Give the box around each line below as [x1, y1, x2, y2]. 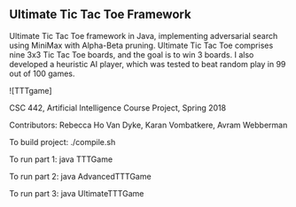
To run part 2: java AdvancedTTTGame [9, 171, 152, 181]
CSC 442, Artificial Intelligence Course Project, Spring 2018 [9, 102, 227, 113]
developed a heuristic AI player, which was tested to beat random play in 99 [9, 58, 286, 69]
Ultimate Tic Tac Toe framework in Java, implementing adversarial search [9, 30, 278, 41]
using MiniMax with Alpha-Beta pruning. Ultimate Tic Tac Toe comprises [9, 40, 274, 50]
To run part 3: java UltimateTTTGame [9, 188, 144, 198]
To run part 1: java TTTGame [9, 154, 113, 165]
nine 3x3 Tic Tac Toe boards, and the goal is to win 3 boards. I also [9, 49, 254, 60]
